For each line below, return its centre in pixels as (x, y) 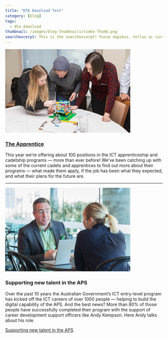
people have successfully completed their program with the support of (78, 309)
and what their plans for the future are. (45, 176)
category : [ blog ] (23, 16)
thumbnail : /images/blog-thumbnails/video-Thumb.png (61, 32)
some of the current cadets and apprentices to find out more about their (79, 166)
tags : (11, 21)
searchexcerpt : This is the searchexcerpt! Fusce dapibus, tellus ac (79, 37)
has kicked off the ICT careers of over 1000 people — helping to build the (81, 299)
